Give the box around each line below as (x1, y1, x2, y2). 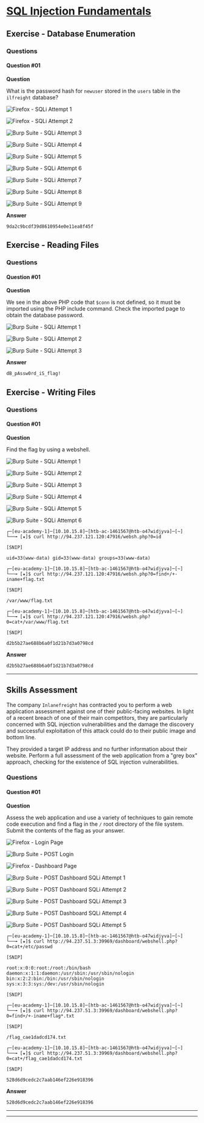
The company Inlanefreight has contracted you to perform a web (6, 701, 172, 708)
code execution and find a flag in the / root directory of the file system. (6, 820, 184, 828)
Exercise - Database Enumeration (6, 29, 135, 39)
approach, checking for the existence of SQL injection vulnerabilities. (6, 758, 179, 766)
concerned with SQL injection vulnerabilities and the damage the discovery (6, 720, 194, 728)
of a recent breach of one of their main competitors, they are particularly (6, 714, 188, 721)
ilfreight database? (6, 93, 59, 101)
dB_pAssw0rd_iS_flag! (6, 370, 61, 377)
